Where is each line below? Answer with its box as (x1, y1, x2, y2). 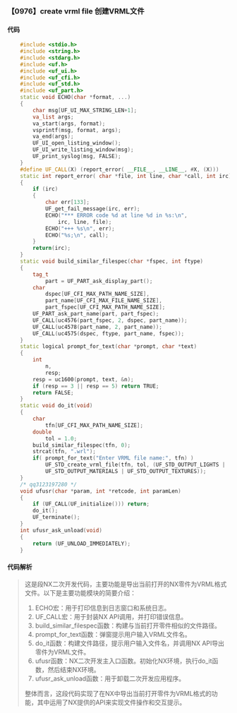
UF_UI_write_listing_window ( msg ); (32, 146, 134, 153)
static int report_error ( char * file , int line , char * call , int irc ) (20, 172, 232, 179)
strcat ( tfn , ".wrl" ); (32, 448, 97, 455)
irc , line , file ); (57, 218, 112, 225)
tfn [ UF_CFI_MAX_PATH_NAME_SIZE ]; (44, 421, 143, 429)
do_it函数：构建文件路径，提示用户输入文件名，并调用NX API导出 (35, 639, 224, 647)
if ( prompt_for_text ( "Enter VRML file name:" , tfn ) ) (32, 455, 194, 462)
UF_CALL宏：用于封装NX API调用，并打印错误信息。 (35, 612, 188, 621)
